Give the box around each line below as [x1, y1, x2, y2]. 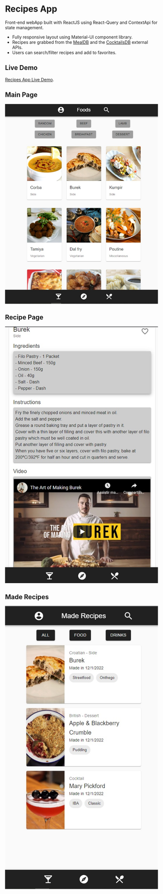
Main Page [5, 91, 38, 99]
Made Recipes [5, 592, 49, 601]
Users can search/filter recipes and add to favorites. [12, 50, 116, 55]
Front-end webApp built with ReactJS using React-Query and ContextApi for [5, 19, 158, 25]
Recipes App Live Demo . [5, 76, 54, 82]
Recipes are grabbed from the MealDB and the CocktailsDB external [12, 39, 148, 45]
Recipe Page [5, 313, 44, 322]
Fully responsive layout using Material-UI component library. [12, 34, 133, 40]
